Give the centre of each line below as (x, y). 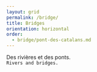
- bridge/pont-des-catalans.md (52, 40)
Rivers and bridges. (33, 63)
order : (15, 34)
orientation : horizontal (38, 29)
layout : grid (23, 12)
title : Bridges (26, 23)
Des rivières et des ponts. (39, 57)
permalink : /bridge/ (33, 18)
